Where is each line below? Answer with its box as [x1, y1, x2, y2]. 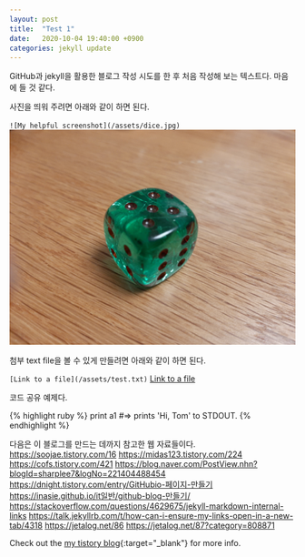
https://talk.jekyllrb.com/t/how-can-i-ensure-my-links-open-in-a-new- [28, 511, 293, 522]
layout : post [9, 15, 59, 24]
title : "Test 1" [9, 24, 75, 34]
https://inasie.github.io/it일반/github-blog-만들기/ [9, 491, 191, 501]
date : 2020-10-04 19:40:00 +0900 [9, 34, 144, 43]
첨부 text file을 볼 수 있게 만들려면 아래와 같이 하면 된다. [9, 355, 206, 366]
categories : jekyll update [9, 44, 112, 53]
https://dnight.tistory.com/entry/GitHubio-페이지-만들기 [9, 479, 213, 491]
